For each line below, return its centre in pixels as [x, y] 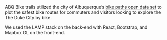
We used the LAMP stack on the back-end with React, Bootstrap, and [76, 27]
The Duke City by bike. [29, 18]
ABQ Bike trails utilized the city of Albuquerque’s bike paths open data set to [83, 7]
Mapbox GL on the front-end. [35, 32]
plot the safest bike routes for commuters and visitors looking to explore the [83, 12]
